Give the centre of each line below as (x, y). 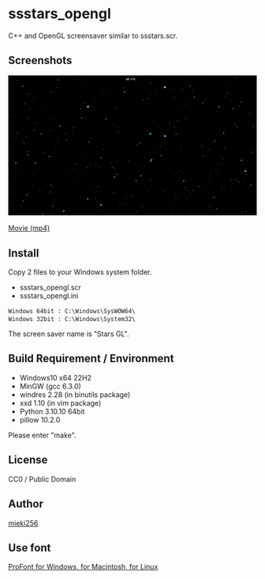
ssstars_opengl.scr (50, 288)
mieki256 (23, 523)
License (28, 460)
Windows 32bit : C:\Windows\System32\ (72, 320)
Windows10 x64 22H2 (56, 377)
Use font (30, 548)
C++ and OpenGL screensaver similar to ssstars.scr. (93, 36)
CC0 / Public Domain (42, 479)
